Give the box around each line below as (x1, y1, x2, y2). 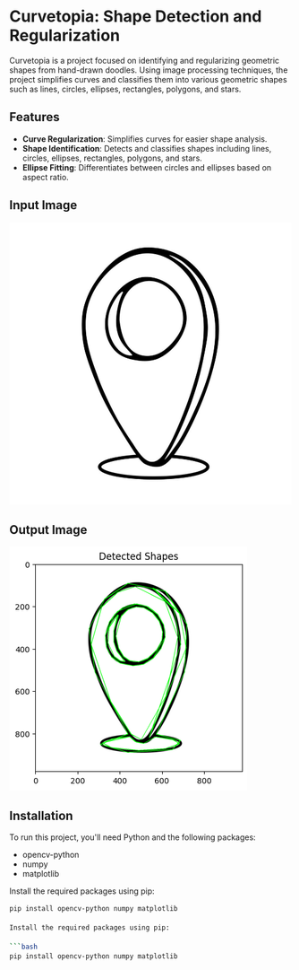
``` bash (9, 942, 38, 951)
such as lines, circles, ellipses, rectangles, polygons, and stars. (9, 83, 242, 94)
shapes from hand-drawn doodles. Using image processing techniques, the (9, 65, 288, 75)
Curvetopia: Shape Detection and (9, 6, 262, 27)
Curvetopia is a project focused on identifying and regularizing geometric (9, 55, 280, 66)
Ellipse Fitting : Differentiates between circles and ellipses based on (21, 162, 272, 172)
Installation (9, 808, 73, 823)
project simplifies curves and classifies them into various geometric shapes (9, 74, 288, 84)
